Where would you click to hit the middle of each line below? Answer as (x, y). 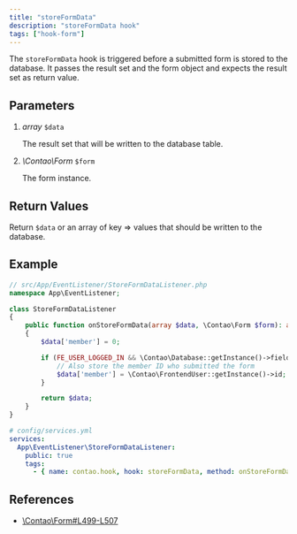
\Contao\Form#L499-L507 (70, 521)
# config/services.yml (51, 431)
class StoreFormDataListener (63, 309)
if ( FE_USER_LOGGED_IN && (89, 358)
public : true (49, 455)
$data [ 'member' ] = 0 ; (81, 342)
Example (34, 265)
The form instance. (57, 179)
